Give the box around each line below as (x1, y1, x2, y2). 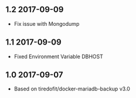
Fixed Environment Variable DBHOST (13, 53, 103, 60)
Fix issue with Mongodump (13, 20, 80, 27)
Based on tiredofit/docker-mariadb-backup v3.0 (13, 85, 130, 93)
